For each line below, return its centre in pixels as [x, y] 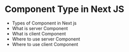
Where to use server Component [46, 39]
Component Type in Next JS [64, 9]
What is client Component [39, 33]
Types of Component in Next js [44, 23]
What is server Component [40, 28]
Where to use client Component [45, 44]
